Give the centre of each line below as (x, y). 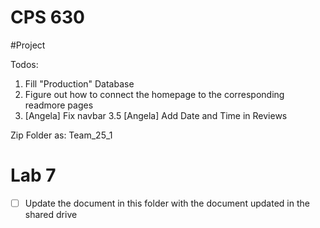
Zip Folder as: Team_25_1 (61, 135)
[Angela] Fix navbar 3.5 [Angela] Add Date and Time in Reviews (156, 115)
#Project (28, 45)
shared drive (51, 214)
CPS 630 (47, 17)
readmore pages (59, 105)
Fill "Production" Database (79, 83)
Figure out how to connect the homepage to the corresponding (154, 94)
